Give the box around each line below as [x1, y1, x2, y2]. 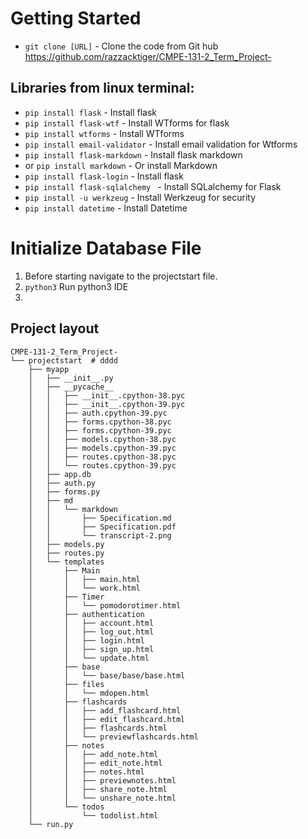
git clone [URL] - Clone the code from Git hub [24, 40, 219, 52]
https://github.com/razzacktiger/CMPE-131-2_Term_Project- [24, 50, 272, 62]
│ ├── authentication [28, 609, 145, 619]
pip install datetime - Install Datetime [24, 202, 188, 214]
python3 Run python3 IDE [24, 280, 129, 292]
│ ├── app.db [28, 469, 92, 479]
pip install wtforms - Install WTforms [24, 127, 185, 139]
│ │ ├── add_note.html [28, 749, 159, 759]
